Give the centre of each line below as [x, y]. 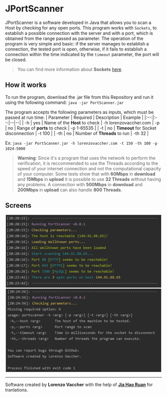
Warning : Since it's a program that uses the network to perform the [86, 158]
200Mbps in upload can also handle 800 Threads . [70, 190]
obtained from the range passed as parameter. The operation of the [74, 38]
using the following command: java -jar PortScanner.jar [65, 102]
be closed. [16, 59]
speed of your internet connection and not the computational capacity [89, 168]
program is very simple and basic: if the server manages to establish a [77, 43]
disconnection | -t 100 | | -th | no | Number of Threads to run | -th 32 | [77, 133]
